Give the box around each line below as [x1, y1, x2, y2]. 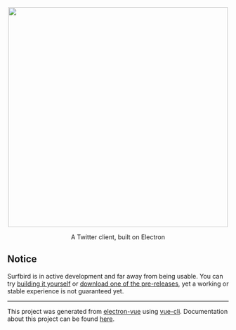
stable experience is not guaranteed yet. [7, 286, 124, 295]
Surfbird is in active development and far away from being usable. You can [7, 272, 223, 280]
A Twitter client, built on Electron [71, 233, 165, 241]
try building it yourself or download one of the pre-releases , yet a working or [7, 279, 229, 288]
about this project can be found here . [7, 315, 115, 323]
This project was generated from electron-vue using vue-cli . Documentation [7, 307, 228, 315]
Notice [7, 253, 37, 265]
